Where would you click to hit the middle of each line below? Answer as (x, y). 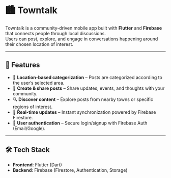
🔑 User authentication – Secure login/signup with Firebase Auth (80, 123)
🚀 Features (23, 65)
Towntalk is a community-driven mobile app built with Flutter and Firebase (84, 28)
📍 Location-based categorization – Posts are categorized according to (88, 77)
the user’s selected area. (38, 83)
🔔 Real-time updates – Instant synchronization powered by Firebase (84, 112)
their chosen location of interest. (39, 44)
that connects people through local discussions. (55, 33)
